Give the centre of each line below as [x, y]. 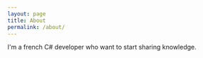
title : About [27, 21]
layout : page [27, 14]
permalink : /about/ [36, 27]
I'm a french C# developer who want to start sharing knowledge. [102, 47]
